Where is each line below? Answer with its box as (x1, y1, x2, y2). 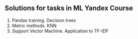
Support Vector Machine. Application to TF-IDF (11, 27, 109, 34)
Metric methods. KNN (11, 22, 57, 28)
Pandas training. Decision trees (11, 17, 76, 23)
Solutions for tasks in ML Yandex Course (4, 4, 133, 12)
